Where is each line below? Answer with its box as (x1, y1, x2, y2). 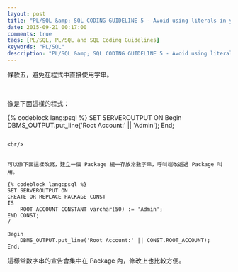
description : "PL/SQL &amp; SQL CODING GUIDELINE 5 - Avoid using (7, 50, 208, 58)
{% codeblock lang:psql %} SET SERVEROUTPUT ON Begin (7, 113, 182, 121)
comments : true (7, 30, 52, 38)
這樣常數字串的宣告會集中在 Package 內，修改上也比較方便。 (7, 256, 186, 265)
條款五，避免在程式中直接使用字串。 (7, 70, 113, 79)
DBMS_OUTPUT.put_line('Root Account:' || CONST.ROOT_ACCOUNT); (20, 236, 211, 244)
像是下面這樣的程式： (7, 99, 69, 107)
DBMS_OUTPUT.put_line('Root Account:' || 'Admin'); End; (7, 121, 175, 129)
